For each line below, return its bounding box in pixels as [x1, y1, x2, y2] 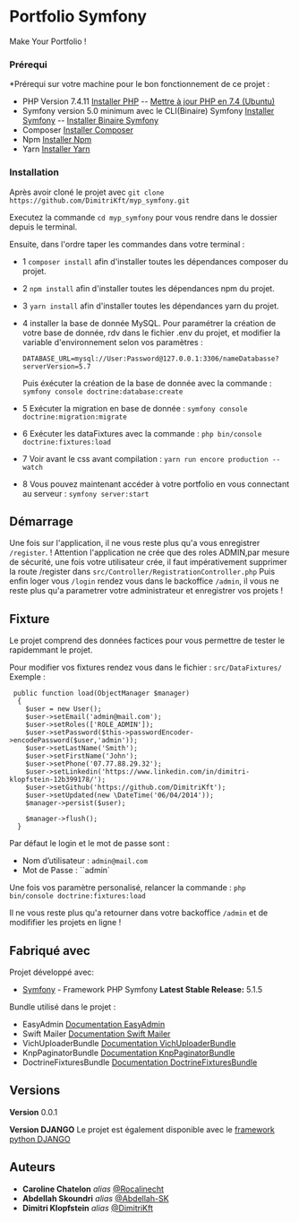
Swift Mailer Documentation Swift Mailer [21, 1028, 171, 1039]
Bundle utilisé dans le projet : [9, 1001, 116, 1012]
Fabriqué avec [9, 943, 91, 958]
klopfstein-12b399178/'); [9, 776, 106, 784]
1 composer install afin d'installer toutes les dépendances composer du [21, 256, 289, 266]
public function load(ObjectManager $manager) [13, 689, 191, 698]
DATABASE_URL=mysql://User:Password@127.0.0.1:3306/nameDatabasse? [21, 354, 279, 363]
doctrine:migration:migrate [21, 412, 127, 421]
